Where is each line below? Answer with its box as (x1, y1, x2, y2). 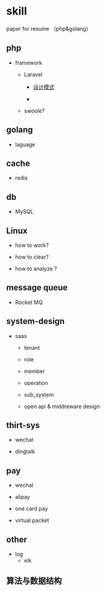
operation (23, 379, 48, 386)
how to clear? (14, 253, 49, 260)
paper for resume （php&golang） (6, 25, 92, 32)
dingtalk (14, 448, 36, 455)
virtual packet (14, 517, 49, 524)
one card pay (14, 505, 48, 512)
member (23, 368, 45, 375)
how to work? (14, 242, 49, 249)
